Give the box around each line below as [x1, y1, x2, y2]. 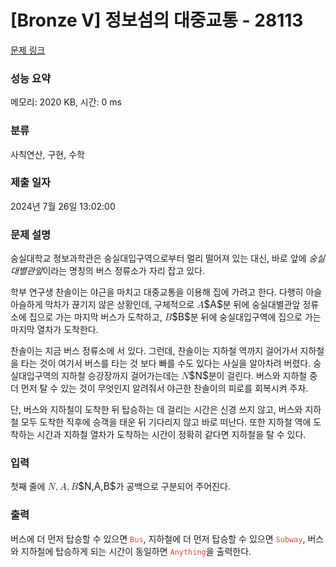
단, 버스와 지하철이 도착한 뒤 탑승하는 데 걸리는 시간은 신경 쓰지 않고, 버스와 [10, 404, 303, 416]
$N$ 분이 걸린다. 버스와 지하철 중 [188, 369, 318, 383]
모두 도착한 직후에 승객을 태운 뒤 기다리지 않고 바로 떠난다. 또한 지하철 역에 [20, 416, 312, 428]
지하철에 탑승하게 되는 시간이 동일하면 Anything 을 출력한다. [20, 545, 252, 557]
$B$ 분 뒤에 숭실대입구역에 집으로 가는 [171, 311, 322, 324]
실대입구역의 [10, 370, 60, 382]
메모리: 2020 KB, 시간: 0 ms [10, 96, 122, 108]
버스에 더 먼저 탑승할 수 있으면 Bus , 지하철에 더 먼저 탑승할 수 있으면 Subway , [10, 532, 306, 545]
